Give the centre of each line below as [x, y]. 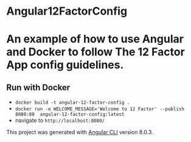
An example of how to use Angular [95, 39]
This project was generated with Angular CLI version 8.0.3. [80, 132]
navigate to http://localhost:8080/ [60, 121]
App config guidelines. [65, 65]
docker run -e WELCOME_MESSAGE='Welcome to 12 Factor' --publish [99, 109]
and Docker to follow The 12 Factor [96, 52]
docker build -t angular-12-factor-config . [72, 103]
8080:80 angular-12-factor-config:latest [70, 115]
